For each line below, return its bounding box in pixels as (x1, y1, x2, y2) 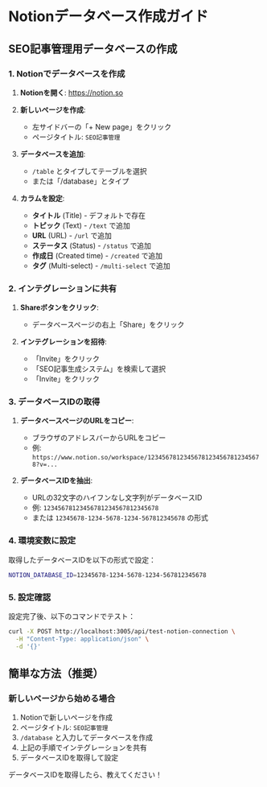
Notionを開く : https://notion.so (19, 88, 123, 97)
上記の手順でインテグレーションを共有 (19, 743, 147, 752)
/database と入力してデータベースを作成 (19, 733, 154, 743)
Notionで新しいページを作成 (19, 713, 113, 723)
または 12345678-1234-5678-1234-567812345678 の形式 (31, 513, 209, 523)
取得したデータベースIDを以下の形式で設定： (8, 554, 157, 564)
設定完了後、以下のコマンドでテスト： (8, 611, 135, 620)
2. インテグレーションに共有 (8, 282, 117, 294)
